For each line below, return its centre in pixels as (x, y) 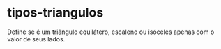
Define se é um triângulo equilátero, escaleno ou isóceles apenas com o (111, 32)
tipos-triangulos (55, 13)
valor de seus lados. (36, 39)
